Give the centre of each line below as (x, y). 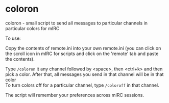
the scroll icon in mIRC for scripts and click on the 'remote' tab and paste (82, 54)
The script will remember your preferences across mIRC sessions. (75, 95)
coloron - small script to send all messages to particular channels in (77, 23)
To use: (13, 38)
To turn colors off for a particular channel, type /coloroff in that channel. (82, 85)
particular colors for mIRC (32, 28)
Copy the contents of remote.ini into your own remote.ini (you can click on (83, 48)
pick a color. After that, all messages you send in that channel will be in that (84, 74)
